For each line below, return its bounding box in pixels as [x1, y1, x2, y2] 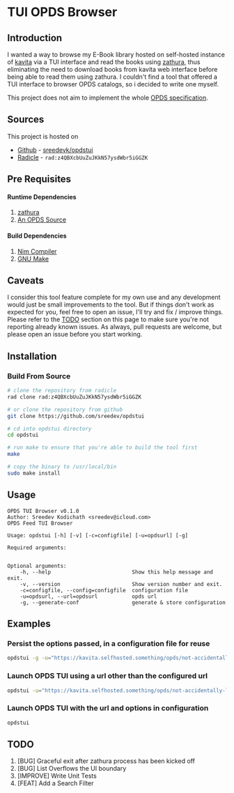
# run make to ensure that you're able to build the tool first [7, 444, 198, 452]
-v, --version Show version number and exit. [19, 580, 223, 587]
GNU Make [17, 254, 49, 263]
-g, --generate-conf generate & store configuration [19, 599, 226, 606]
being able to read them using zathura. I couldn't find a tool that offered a [7, 72, 218, 81]
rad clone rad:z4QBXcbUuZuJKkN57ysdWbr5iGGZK [7, 393, 141, 401]
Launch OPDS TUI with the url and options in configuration [7, 703, 209, 713]
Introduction [7, 32, 63, 44]
